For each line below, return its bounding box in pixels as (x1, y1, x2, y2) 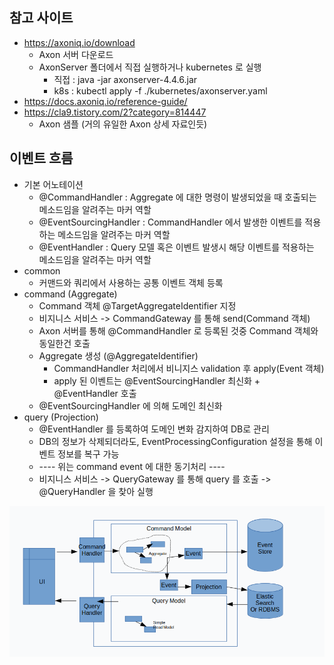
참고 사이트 (9, 9, 74, 27)
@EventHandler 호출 (53, 387, 137, 399)
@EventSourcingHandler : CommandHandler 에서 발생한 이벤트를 (38, 216, 303, 228)
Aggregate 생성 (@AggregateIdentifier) (38, 349, 199, 362)
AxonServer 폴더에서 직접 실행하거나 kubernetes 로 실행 (38, 61, 262, 73)
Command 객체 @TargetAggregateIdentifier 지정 (38, 299, 237, 312)
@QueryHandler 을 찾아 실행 (38, 485, 154, 497)
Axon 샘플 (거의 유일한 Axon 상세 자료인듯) (38, 118, 208, 130)
